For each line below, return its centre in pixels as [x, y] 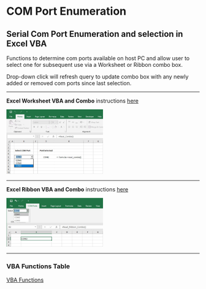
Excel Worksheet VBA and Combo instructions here [73, 101]
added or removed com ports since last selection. [69, 83]
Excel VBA [27, 43]
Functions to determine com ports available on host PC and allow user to [98, 58]
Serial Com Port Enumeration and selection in [95, 34]
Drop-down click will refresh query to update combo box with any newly [97, 77]
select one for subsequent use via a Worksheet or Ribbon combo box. [94, 65]
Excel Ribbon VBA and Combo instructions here [67, 189]
